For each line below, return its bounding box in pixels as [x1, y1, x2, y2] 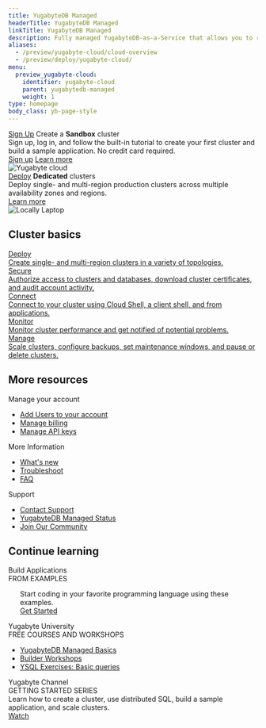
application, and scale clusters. [8, 703, 110, 712]
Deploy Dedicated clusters [8, 171, 97, 181]
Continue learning [8, 545, 99, 558]
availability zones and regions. [8, 188, 107, 197]
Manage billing [19, 418, 69, 427]
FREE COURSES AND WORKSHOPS [8, 630, 124, 639]
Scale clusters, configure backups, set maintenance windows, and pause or [8, 342, 256, 351]
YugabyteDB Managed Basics [19, 646, 117, 655]
